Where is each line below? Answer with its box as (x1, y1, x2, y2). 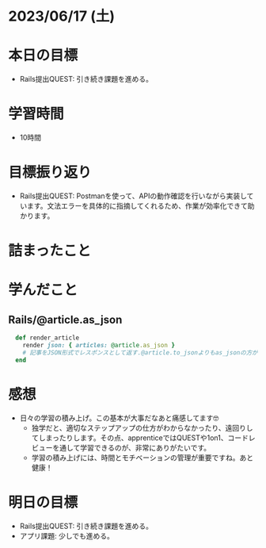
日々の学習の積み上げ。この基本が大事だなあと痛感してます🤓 (19, 413, 219, 423)
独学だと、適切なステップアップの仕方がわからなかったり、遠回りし (31, 423, 253, 432)
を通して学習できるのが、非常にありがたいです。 (52, 443, 211, 452)
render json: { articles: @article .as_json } (22, 342, 176, 350)
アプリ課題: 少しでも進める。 (19, 531, 115, 540)
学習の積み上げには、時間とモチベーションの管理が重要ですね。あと (31, 453, 254, 462)
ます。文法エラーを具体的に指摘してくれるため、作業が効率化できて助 (26, 201, 255, 210)
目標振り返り (8, 163, 93, 182)
